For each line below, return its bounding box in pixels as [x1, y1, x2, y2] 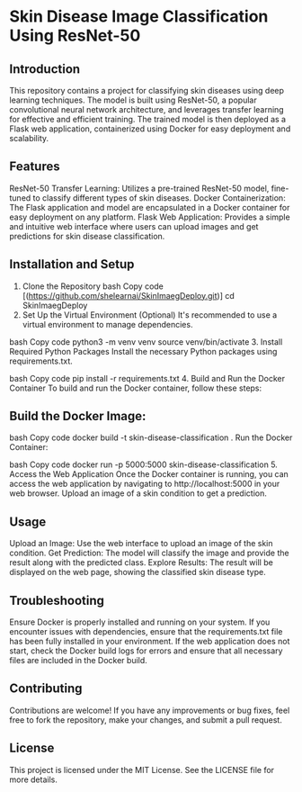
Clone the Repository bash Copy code [22, 281, 164, 292]
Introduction [9, 61, 81, 76]
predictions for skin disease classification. [9, 230, 165, 241]
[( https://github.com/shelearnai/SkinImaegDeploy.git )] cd [22, 290, 235, 301]
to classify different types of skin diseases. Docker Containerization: [32, 192, 286, 203]
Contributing [9, 681, 83, 697]
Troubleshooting [9, 592, 105, 608]
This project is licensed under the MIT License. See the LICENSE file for [9, 764, 275, 775]
